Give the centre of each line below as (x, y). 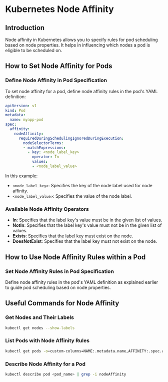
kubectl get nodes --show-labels (40, 328)
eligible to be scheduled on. (34, 50)
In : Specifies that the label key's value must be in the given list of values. (87, 220)
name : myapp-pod (26, 120)
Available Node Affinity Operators (47, 209)
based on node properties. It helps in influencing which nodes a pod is (78, 45)
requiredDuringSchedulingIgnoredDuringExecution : (71, 138)
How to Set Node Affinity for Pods (59, 66)
